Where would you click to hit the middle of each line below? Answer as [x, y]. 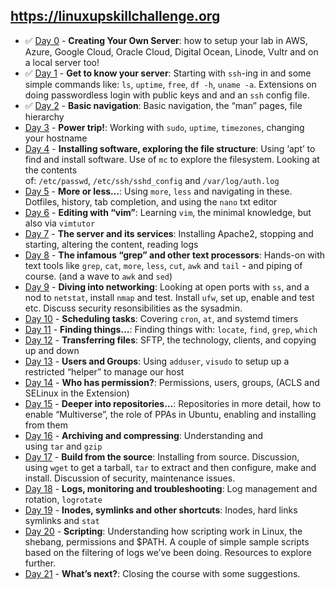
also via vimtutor [60, 223]
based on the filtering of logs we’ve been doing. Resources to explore [168, 552]
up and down [52, 350]
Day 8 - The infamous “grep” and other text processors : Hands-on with [175, 255]
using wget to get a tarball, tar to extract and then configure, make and [170, 467]
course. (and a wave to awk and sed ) [98, 276]
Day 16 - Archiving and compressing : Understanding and [144, 435]
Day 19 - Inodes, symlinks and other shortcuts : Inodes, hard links [161, 510]
